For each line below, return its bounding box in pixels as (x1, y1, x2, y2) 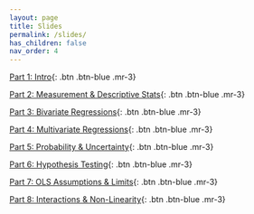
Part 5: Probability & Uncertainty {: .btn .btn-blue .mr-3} (9, 142, 214, 153)
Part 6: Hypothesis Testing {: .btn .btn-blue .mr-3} (9, 159, 193, 170)
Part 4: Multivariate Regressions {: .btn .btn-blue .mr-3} (9, 124, 213, 135)
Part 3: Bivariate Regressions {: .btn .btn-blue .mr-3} (9, 107, 202, 117)
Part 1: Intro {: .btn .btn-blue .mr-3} (9, 71, 137, 82)
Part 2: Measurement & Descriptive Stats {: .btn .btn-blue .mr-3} (9, 89, 246, 100)
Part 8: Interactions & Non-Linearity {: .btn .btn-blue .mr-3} (9, 194, 226, 205)
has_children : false (9, 38, 88, 48)
